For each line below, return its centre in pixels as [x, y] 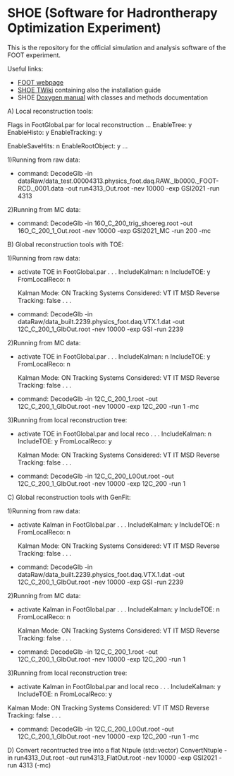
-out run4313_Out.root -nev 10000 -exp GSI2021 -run [142, 188]
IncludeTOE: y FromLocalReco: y [65, 441]
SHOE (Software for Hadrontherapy [112, 13]
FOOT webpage [41, 82]
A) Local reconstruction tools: [50, 111]
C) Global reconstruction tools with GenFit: [69, 497]
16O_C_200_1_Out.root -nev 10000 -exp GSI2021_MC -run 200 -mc [114, 230]
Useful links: [25, 68]
